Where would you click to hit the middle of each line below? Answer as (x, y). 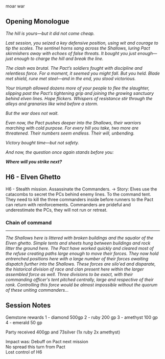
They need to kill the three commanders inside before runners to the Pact (80, 199)
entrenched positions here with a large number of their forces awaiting (77, 258)
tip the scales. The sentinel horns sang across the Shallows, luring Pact (78, 48)
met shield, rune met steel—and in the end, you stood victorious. (71, 78)
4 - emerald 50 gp (24, 322)
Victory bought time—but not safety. (42, 142)
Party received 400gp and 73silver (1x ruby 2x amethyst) (63, 332)
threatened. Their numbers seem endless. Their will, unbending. (70, 133)
